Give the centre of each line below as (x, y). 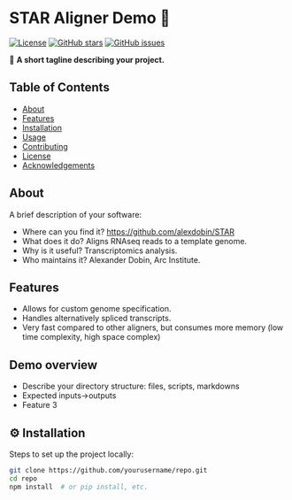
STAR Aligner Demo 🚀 (90, 18)
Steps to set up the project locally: (72, 454)
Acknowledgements (58, 165)
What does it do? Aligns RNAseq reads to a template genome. (134, 241)
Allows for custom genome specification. (96, 309)
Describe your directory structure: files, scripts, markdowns (131, 386)
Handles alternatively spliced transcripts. (96, 319)
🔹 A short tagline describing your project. (87, 59)
